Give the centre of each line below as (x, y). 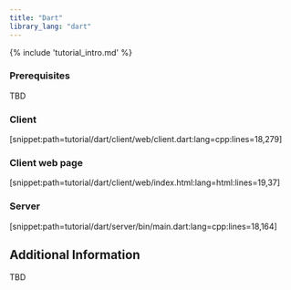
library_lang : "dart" (51, 26)
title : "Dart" (36, 18)
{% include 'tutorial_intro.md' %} (71, 52)
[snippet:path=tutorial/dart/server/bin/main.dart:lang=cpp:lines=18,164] (144, 226)
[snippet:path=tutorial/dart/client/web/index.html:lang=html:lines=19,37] (145, 182)
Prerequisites (40, 76)
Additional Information (75, 255)
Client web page (47, 163)
